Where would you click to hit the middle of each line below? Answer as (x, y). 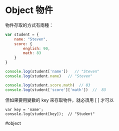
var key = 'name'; (24, 109)
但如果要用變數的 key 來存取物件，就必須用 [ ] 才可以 (59, 100)
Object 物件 (29, 10)
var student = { (22, 34)
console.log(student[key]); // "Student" (50, 114)
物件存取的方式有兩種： (29, 25)
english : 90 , (37, 48)
